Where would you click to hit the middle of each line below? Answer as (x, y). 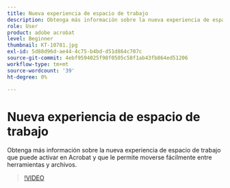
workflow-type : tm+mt (38, 64)
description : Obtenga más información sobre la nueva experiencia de (108, 20)
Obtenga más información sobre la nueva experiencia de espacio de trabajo (114, 150)
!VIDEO (34, 178)
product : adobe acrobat (41, 32)
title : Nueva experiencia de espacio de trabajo (78, 13)
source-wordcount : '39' (41, 70)
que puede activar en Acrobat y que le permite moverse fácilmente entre (110, 157)
